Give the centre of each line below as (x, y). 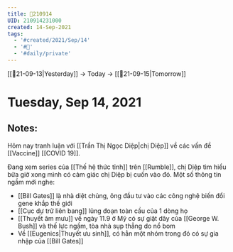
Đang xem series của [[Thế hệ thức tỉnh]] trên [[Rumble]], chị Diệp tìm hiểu (117, 167)
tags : (15, 34)
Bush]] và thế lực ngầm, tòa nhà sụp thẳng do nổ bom (97, 226)
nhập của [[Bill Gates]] (50, 241)
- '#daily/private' (43, 54)
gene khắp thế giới (45, 203)
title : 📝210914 (30, 14)
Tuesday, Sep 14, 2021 (75, 103)
